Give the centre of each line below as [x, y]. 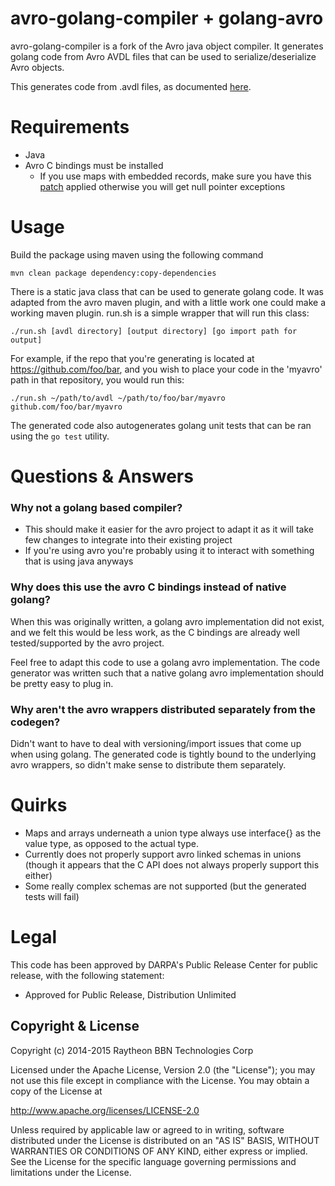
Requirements [70, 127]
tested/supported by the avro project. [87, 643]
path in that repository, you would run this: [97, 379]
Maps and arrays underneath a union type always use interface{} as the [173, 833]
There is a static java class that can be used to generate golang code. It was [167, 291]
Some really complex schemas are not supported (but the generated [165, 886]
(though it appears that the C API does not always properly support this [172, 864]
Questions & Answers [102, 476]
